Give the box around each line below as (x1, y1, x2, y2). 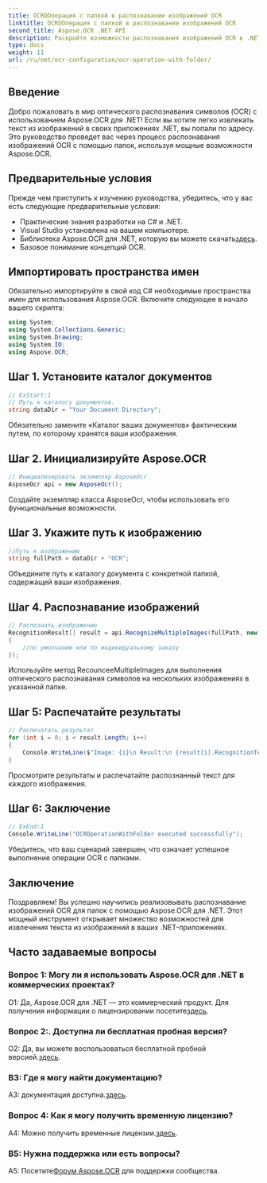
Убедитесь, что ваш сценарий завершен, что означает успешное (8, 844, 230, 855)
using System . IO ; (8, 340, 66, 348)
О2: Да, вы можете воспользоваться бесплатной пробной (8, 1043, 207, 1053)
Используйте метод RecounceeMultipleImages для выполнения (8, 665, 222, 675)
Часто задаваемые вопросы (8, 945, 157, 959)
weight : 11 (8, 48, 44, 56)
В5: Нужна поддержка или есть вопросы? (8, 1148, 180, 1159)
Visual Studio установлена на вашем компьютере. (19, 225, 190, 235)
